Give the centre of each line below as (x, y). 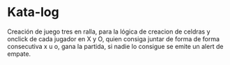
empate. (19, 54)
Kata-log (33, 12)
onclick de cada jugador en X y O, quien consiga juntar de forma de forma (114, 38)
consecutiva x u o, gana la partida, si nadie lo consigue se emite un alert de (115, 46)
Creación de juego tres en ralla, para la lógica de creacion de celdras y (109, 31)
